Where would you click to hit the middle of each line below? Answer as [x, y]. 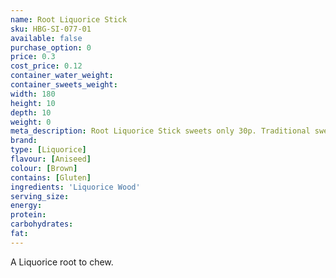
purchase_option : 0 [51, 47]
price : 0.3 [33, 57]
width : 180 [33, 94]
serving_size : [40, 196]
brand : [24, 141]
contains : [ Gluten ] [51, 177]
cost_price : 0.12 [46, 66]
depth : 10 [31, 112]
